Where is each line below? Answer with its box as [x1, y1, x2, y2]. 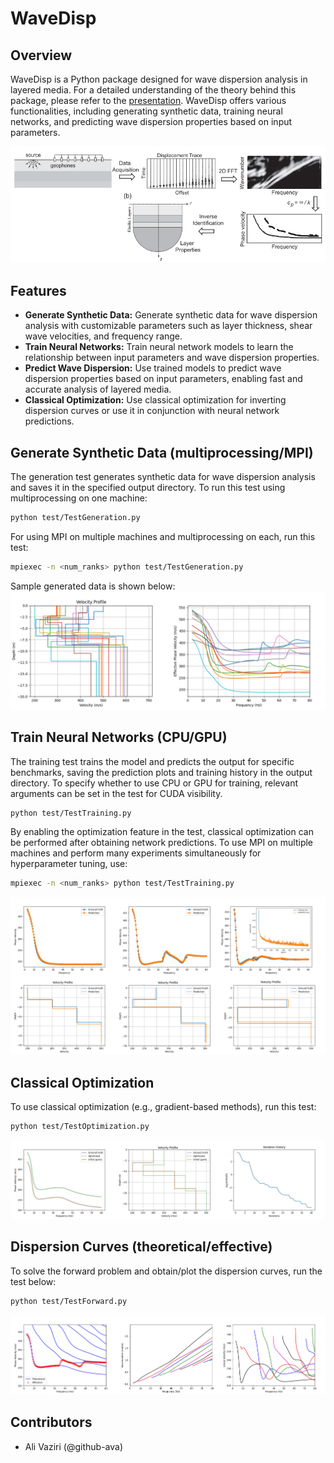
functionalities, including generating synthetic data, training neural [10, 105, 283, 117]
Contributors [10, 1414, 93, 1431]
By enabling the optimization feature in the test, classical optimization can [10, 826, 314, 838]
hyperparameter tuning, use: [10, 858, 128, 870]
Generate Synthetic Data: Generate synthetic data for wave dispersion [24, 309, 318, 321]
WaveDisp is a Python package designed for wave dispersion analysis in [10, 73, 308, 85]
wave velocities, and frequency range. [24, 330, 183, 342]
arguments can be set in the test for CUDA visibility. [10, 787, 223, 799]
